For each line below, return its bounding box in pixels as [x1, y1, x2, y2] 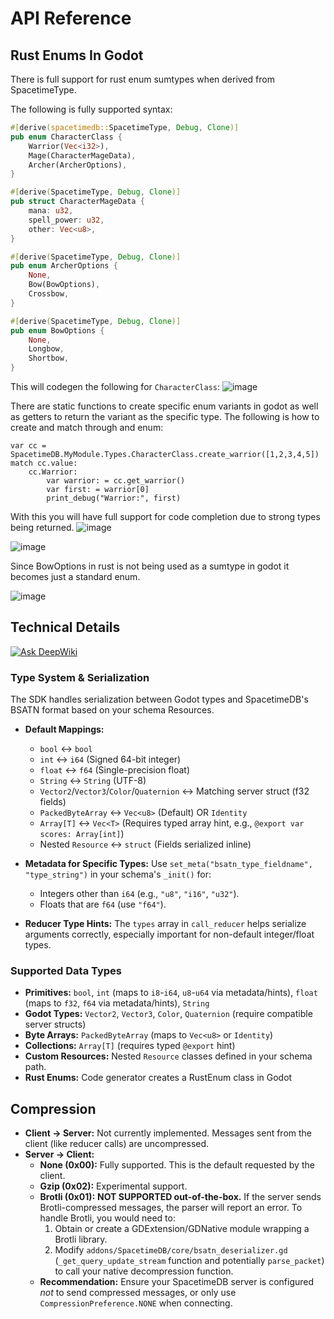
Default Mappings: [24, 723, 105, 736]
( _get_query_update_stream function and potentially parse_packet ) [54, 1255, 325, 1267]
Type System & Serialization [10, 670, 150, 684]
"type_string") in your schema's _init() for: [24, 868, 212, 881]
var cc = [10, 441, 47, 451]
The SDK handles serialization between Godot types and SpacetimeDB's [10, 693, 309, 706]
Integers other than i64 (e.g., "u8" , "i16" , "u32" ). [39, 888, 240, 900]
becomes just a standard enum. [10, 571, 141, 582]
